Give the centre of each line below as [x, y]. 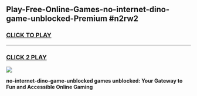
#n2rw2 [124, 19]
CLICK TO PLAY [29, 35]
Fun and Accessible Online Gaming [50, 87]
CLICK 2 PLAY [26, 57]
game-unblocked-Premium [57, 19]
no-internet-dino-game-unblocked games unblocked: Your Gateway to [94, 80]
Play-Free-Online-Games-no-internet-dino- [88, 10]
